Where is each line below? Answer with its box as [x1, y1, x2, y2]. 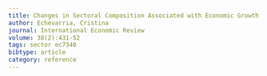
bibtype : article [8, 48, 66, 56]
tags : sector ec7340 [8, 41, 78, 49]
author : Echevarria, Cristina [8, 19, 110, 27]
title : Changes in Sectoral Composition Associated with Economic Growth [8, 11, 260, 20]
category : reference [8, 56, 78, 64]
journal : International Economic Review [8, 26, 145, 34]
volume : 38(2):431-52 [8, 33, 81, 42]
